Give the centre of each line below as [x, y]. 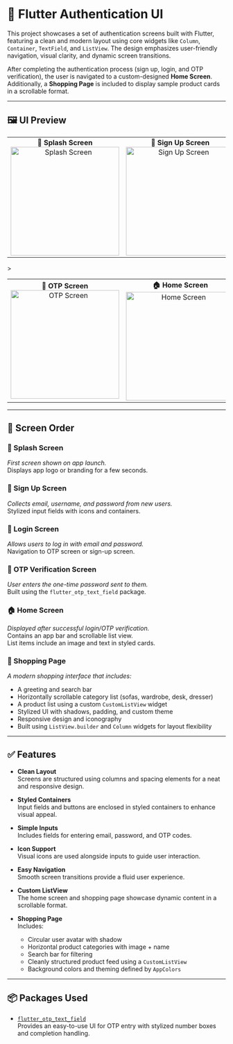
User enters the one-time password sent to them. [78, 585]
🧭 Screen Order [41, 428]
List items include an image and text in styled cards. [81, 643]
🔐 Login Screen [33, 529]
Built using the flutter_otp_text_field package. [77, 592]
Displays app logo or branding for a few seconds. [78, 470]
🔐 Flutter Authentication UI [85, 14]
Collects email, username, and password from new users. [90, 504]
